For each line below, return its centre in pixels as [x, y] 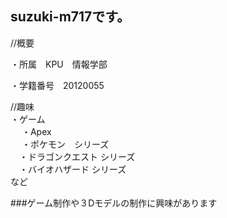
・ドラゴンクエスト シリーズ [77, 156]
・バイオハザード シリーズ [72, 169]
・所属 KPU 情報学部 [59, 64]
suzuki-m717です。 [70, 17]
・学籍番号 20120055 [57, 85]
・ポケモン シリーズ [65, 144]
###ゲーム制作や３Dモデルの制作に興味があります [114, 203]
